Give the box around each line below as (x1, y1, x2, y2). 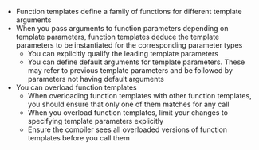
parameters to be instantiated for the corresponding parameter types (15, 40, 243, 50)
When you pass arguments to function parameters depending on (15, 24, 229, 33)
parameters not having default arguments (27, 75, 165, 83)
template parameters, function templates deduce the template (15, 32, 220, 41)
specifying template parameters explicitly (27, 117, 164, 125)
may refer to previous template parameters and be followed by (27, 66, 233, 75)
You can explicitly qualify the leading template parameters (27, 49, 219, 58)
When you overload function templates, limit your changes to (27, 108, 229, 117)
